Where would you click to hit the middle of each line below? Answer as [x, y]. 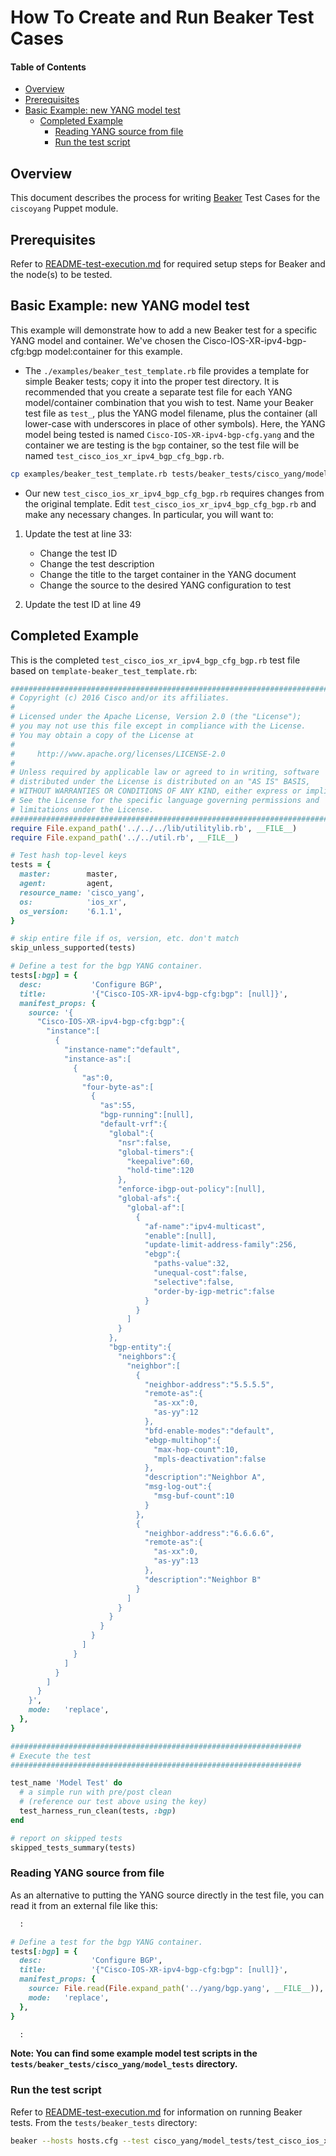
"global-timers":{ [156, 1152]
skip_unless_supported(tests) [73, 948]
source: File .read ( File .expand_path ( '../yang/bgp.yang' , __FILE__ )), [176, 1989]
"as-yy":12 [176, 1412]
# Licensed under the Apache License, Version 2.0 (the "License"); [156, 717]
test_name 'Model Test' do [66, 1783]
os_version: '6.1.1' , [71, 911]
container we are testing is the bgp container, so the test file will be [162, 445]
